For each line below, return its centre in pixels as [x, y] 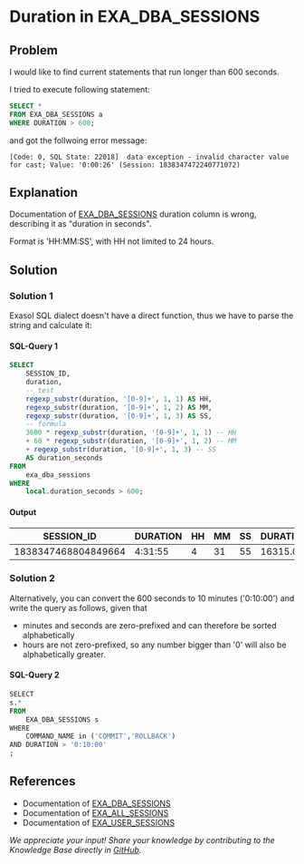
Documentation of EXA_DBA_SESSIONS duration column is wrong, [133, 214]
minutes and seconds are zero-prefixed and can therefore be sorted [150, 625]
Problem [34, 50]
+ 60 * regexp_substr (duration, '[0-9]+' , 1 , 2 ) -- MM [131, 442]
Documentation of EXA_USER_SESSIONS [98, 822]
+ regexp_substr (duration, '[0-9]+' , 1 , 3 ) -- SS [121, 450]
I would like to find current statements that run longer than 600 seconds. [145, 72]
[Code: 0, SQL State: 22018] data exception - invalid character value [149, 157]
